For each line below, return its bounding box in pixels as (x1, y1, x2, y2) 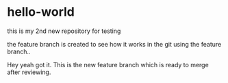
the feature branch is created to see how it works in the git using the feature (7, 40, 222, 48)
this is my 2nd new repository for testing (7, 27, 121, 35)
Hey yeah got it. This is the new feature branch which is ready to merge (7, 60, 209, 69)
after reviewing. (7, 68, 51, 76)
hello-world (7, 4, 75, 20)
